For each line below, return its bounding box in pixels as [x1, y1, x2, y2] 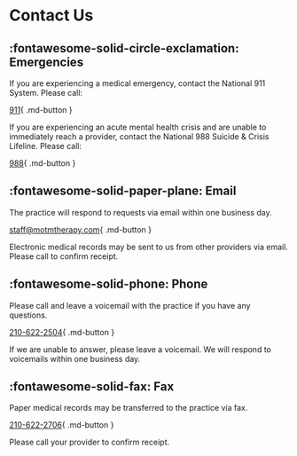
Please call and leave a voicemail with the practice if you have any [9, 300, 251, 311]
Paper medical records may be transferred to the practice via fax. [9, 403, 248, 413]
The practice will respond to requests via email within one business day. [9, 207, 272, 217]
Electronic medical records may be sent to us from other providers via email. [9, 241, 288, 252]
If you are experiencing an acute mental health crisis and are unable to [9, 122, 267, 132]
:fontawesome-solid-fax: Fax [9, 379, 175, 395]
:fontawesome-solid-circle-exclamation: [9, 41, 239, 56]
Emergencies [9, 54, 84, 69]
